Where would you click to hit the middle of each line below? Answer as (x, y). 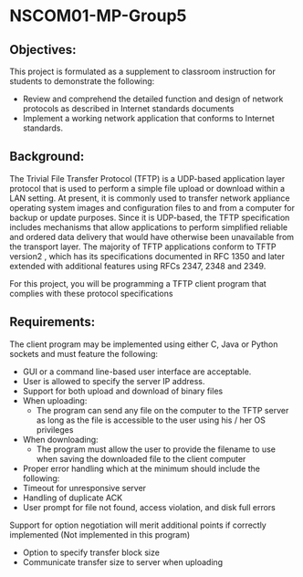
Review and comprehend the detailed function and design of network (153, 99)
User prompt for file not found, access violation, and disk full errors (149, 507)
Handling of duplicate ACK (73, 498)
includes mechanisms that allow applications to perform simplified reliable (149, 227)
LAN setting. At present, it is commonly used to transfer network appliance (150, 198)
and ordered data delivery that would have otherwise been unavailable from (152, 236)
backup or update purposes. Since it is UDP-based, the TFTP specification (150, 217)
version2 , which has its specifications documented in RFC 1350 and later (147, 256)
